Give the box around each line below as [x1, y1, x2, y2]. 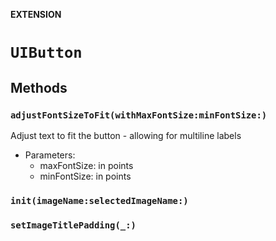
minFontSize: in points [39, 170, 132, 182]
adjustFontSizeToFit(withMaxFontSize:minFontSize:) [10, 109, 268, 121]
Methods [10, 79, 68, 96]
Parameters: [24, 149, 76, 161]
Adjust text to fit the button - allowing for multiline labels [10, 129, 242, 141]
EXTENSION [10, 9, 62, 20]
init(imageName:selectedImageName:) [10, 195, 189, 206]
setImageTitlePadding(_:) [10, 219, 137, 231]
